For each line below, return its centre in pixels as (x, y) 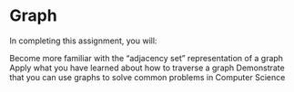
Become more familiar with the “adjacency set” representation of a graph (147, 58)
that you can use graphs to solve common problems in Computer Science (147, 77)
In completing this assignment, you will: (83, 41)
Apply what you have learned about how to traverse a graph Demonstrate (147, 68)
